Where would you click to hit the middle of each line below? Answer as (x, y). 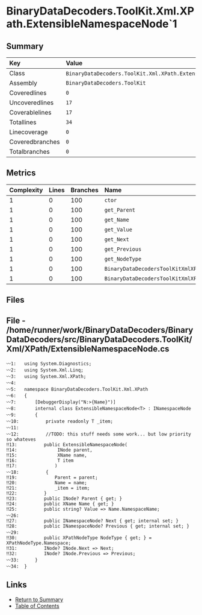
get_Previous (123, 249)
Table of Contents (37, 606)
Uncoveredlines (32, 102)
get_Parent (120, 210)
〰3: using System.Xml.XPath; (46, 377)
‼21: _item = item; (48, 488)
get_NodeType (123, 259)
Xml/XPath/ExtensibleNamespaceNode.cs (88, 349)
